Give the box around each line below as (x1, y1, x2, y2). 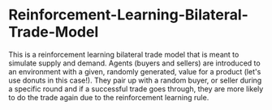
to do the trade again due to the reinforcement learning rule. (8, 92, 209, 102)
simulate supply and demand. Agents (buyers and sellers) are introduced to (8, 58, 261, 68)
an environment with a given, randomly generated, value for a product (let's (8, 66, 261, 76)
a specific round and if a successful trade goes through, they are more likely (8, 83, 264, 94)
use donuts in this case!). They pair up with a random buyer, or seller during (8, 75, 262, 85)
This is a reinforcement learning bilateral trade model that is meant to (8, 49, 240, 59)
